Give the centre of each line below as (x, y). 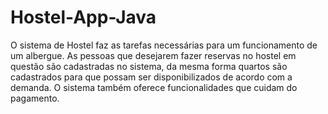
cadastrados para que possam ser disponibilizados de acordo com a (151, 77)
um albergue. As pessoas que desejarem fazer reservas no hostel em (153, 55)
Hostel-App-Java (83, 17)
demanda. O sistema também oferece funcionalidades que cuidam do (154, 87)
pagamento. (35, 98)
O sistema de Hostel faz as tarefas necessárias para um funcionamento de (164, 45)
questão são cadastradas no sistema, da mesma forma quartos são (149, 66)
